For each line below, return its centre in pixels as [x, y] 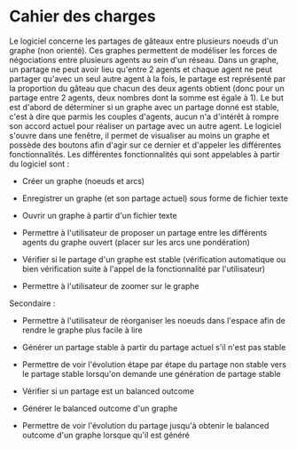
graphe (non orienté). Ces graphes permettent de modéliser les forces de [143, 50]
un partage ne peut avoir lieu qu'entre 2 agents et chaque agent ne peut [141, 69]
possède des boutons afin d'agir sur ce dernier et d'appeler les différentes [145, 145]
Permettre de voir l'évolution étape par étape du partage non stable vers [154, 364]
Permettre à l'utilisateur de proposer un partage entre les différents [145, 232]
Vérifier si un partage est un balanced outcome [108, 391]
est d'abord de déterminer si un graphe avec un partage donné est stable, [144, 107]
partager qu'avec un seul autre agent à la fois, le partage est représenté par [148, 78]
